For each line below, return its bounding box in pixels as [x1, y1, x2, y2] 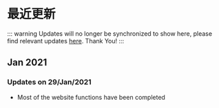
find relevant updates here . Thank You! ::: [7, 36, 125, 45]
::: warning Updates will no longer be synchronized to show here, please [7, 29, 212, 38]
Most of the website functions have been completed [17, 93, 165, 101]
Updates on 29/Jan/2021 [7, 77, 92, 87]
